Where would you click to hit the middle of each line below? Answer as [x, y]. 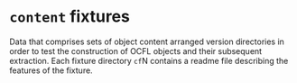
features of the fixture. [51, 70]
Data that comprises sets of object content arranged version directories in [147, 41]
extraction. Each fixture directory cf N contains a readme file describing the [149, 60]
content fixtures [70, 17]
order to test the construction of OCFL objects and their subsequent [136, 51]
